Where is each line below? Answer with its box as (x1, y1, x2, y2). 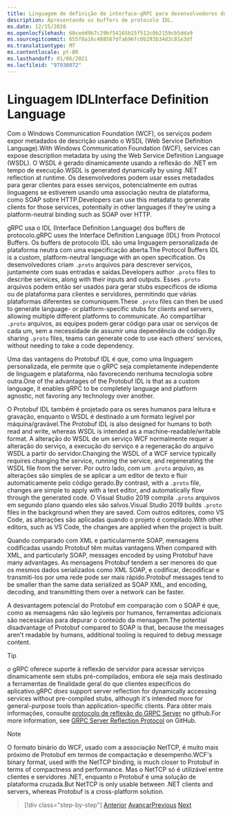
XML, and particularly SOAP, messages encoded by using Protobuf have (7, 551, 213, 559)
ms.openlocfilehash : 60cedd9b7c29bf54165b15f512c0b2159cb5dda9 (7, 29, 193, 37)
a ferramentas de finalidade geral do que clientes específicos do (7, 680, 191, 688)
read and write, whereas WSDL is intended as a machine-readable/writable (7, 427, 221, 435)
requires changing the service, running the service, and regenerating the (7, 456, 214, 465)
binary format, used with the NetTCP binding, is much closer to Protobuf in (7, 758, 220, 766)
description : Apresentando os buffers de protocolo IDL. (7, 17, 175, 24)
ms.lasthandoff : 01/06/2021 (7, 55, 88, 62)
